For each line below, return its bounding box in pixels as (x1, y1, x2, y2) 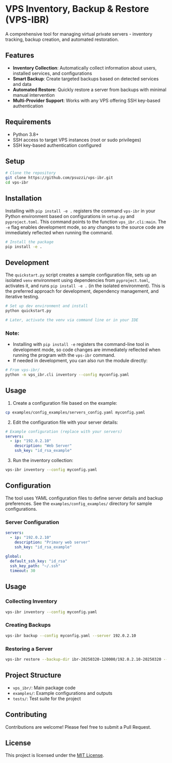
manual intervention (12, 92, 55, 98)
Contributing (5, 710, 47, 719)
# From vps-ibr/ (5, 367, 40, 373)
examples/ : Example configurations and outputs (12, 690, 113, 696)
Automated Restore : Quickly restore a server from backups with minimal (12, 86, 166, 93)
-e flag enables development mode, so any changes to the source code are (5, 224, 164, 230)
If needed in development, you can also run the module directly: (12, 358, 148, 364)
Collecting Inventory (5, 598, 57, 605)
